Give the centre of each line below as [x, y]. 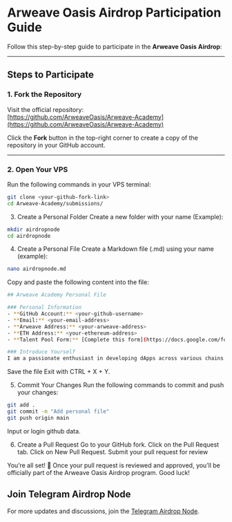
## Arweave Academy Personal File [57, 295]
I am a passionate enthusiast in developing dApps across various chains [116, 358]
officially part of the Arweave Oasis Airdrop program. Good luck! [98, 472]
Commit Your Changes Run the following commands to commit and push [120, 385]
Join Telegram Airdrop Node [69, 495]
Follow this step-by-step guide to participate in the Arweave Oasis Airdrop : [115, 46]
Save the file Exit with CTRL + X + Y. [59, 372]
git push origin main [38, 418]
